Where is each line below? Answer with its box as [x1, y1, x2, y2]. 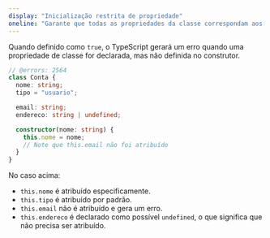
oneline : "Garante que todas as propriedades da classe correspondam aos [8, 19, 264, 28]
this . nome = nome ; [23, 133, 85, 141]
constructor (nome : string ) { [15, 125, 114, 134]
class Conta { [8, 74, 57, 82]
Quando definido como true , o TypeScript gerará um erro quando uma [8, 41, 245, 51]
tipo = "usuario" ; [15, 89, 79, 97]
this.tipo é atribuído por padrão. [19, 195, 132, 205]
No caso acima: [8, 171, 61, 180]
